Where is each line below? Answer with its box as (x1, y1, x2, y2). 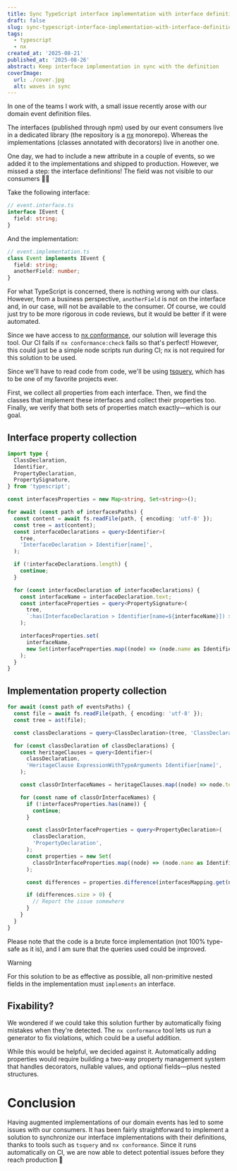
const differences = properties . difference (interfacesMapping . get (25, 878, 226, 886)
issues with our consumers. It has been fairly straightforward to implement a (7, 1126, 229, 1134)
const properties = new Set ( (25, 853, 112, 860)
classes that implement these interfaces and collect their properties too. (7, 396, 217, 404)
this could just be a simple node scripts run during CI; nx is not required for (7, 346, 225, 354)
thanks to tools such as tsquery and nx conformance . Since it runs (7, 1141, 197, 1149)
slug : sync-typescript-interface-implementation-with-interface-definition (7, 23, 235, 30)
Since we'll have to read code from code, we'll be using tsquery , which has (7, 367, 225, 375)
